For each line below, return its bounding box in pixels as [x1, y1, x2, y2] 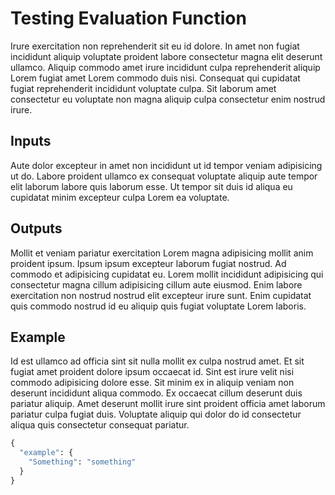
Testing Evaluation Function [10, 7, 247, 30]
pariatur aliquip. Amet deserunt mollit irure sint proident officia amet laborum [10, 398, 326, 410]
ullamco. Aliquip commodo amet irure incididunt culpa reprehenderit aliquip [10, 61, 321, 73]
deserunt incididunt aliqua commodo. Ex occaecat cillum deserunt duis [10, 387, 303, 399]
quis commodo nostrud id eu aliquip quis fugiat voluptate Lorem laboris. [10, 300, 307, 312]
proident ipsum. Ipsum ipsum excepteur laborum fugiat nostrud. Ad [10, 257, 287, 269]
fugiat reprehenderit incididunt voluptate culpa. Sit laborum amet [10, 82, 277, 94]
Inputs [10, 133, 52, 150]
